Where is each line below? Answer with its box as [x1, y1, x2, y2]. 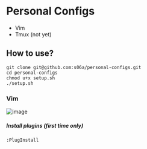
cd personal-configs [6, 70, 58, 76]
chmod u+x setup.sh [6, 74, 55, 81]
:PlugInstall [6, 137, 39, 144]
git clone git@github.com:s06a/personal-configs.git [6, 64, 142, 70]
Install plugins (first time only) [6, 122, 84, 129]
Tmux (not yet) [14, 30, 52, 38]
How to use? [6, 48, 54, 59]
